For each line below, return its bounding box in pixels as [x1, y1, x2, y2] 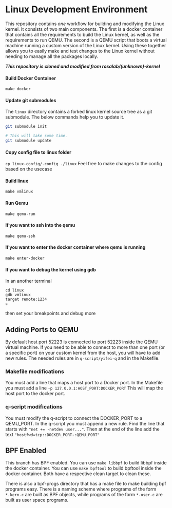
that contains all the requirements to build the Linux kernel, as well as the [5, 31, 160, 37]
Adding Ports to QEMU [5, 325, 79, 334]
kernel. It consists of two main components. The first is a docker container [5, 26, 163, 32]
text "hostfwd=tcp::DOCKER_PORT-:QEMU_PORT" [5, 431, 100, 437]
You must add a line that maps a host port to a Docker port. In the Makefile [5, 380, 163, 386]
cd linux [5, 288, 24, 293]
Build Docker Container [5, 75, 56, 81]
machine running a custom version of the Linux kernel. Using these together [5, 42, 166, 48]
